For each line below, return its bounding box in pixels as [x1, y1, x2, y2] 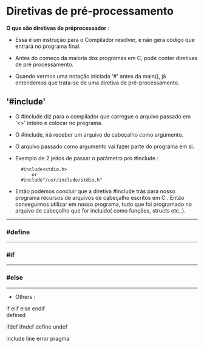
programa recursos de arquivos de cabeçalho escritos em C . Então [15, 194, 185, 201]
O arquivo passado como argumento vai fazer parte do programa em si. [15, 143, 195, 150]
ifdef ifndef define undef [6, 323, 68, 330]
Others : [15, 293, 36, 300]
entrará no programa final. [15, 43, 81, 50]
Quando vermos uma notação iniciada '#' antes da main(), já [15, 72, 166, 80]
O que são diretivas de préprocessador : [6, 24, 110, 32]
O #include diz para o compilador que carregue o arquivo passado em [15, 112, 191, 120]
